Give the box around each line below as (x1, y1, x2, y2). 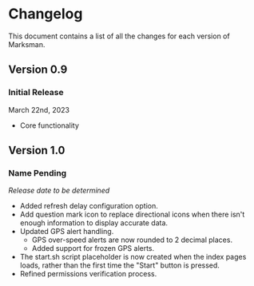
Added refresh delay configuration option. (19, 201, 158, 211)
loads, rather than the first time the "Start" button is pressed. (19, 260, 220, 270)
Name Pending (8, 167, 67, 178)
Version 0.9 (8, 63, 68, 77)
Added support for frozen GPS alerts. (31, 244, 155, 253)
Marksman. (8, 39, 46, 49)
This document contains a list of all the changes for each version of (8, 31, 230, 41)
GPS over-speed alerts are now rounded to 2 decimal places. (31, 235, 233, 244)
